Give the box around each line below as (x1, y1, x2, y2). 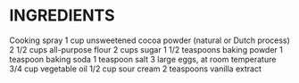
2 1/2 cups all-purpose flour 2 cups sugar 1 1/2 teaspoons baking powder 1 (9, 44, 283, 54)
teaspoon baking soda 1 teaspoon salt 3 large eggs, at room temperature (9, 54, 277, 64)
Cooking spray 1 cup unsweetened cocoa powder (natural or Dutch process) (9, 35, 290, 46)
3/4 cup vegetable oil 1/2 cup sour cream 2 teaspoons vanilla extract (9, 63, 262, 74)
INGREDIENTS (9, 5, 115, 26)
